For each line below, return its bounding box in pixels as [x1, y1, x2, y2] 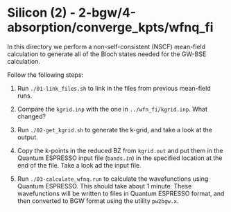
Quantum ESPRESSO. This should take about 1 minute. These [17, 182, 192, 190]
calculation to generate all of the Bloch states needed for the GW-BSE [7, 50, 207, 58]
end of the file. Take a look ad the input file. [17, 161, 142, 169]
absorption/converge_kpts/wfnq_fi [7, 19, 214, 35]
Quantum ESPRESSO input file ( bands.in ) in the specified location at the [17, 154, 223, 162]
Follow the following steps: [7, 71, 84, 79]
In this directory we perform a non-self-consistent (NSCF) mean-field [7, 42, 206, 51]
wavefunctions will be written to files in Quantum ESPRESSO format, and [17, 189, 225, 197]
